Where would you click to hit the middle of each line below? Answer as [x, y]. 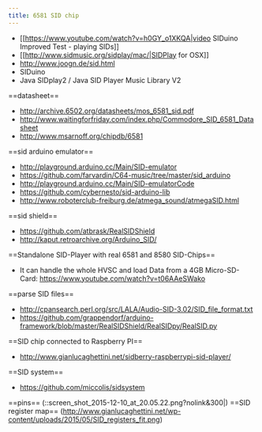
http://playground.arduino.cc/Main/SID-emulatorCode [107, 184]
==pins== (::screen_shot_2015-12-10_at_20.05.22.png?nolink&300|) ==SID [129, 402]
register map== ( [36, 411]
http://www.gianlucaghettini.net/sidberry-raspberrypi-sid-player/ [125, 356]
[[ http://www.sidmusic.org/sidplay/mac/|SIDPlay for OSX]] [114, 55]
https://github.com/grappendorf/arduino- [86, 317]
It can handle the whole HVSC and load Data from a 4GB [111, 270]
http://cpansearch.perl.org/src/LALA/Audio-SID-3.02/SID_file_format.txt [136, 309]
